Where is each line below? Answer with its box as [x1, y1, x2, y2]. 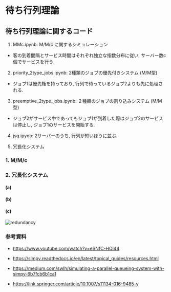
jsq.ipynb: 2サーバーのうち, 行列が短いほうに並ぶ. [12, 133, 118, 139]
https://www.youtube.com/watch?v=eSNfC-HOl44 [12, 245, 120, 251]
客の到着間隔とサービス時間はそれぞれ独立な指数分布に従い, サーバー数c [12, 52, 166, 58]
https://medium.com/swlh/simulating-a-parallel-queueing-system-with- [12, 265, 165, 271]
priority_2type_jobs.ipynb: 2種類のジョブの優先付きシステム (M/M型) [12, 70, 158, 76]
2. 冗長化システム [5, 171, 49, 178]
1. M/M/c [5, 156, 28, 163]
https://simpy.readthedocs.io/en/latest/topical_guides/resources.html [12, 255, 159, 261]
